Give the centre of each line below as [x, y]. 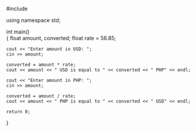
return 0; [19, 112]
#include [17, 9]
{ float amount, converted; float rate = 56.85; [61, 38]
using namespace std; [33, 20]
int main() [18, 32]
